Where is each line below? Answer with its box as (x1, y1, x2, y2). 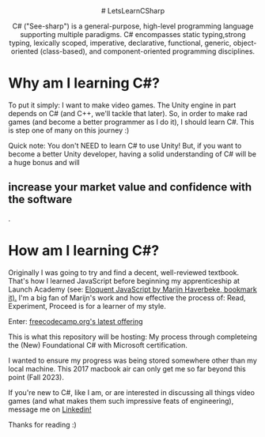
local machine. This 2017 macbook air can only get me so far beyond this (8, 364, 247, 373)
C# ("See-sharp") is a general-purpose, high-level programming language (12, 21, 254, 31)
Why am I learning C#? (8, 74, 161, 92)
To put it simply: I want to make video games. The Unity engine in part (8, 100, 237, 110)
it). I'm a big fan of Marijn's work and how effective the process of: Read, (8, 292, 247, 302)
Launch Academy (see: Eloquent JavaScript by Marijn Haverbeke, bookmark (8, 284, 257, 294)
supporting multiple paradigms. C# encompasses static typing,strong (19, 30, 247, 39)
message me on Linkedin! (8, 405, 93, 414)
